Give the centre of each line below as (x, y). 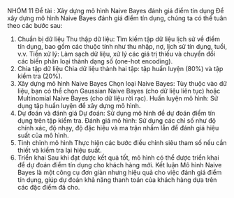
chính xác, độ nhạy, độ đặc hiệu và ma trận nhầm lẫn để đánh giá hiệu (118, 128)
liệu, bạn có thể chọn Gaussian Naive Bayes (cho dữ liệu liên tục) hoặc (119, 91)
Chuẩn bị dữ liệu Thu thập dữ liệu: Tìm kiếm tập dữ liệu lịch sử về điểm (119, 39)
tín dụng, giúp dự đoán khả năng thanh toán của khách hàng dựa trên (117, 180)
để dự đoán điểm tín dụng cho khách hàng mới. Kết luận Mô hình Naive (119, 165)
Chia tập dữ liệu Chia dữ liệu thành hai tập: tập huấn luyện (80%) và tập (120, 69)
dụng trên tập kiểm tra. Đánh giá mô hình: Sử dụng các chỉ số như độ (117, 121)
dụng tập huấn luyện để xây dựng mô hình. (79, 106)
